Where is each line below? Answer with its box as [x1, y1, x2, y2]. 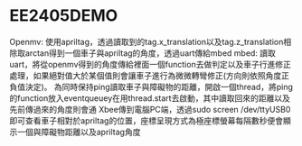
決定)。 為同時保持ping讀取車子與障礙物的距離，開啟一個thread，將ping [24, 81, 294, 92]
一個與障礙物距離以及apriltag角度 [16, 126, 141, 137]
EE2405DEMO [9, 5, 118, 26]
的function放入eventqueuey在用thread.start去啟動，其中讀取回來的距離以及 [9, 92, 291, 104]
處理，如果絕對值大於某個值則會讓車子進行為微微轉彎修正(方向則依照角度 [9, 69, 282, 81]
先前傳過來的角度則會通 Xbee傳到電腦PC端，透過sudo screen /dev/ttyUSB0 [9, 104, 291, 114]
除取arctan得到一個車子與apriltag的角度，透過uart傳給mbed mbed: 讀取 [9, 47, 276, 59]
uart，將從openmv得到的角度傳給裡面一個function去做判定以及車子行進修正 [9, 59, 291, 69]
